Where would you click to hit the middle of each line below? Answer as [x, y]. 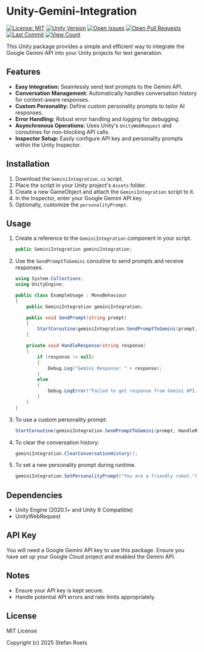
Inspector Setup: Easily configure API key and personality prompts [99, 138]
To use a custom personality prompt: [61, 419]
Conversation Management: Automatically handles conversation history [106, 93]
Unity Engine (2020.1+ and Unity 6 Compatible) [74, 510]
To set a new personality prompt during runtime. [75, 465]
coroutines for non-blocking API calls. [63, 131]
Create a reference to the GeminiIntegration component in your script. [103, 238]
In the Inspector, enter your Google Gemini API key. [79, 198]
